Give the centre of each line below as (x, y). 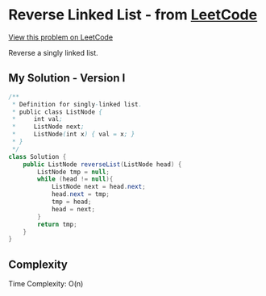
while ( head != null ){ (75, 179)
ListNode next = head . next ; (99, 187)
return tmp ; (58, 224)
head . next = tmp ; (81, 194)
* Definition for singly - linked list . (77, 104)
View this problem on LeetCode (61, 37)
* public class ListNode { (57, 112)
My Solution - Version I (67, 78)
